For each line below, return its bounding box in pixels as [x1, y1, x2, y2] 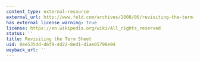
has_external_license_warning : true [6, 19, 97, 25]
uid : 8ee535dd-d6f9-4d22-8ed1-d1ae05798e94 [6, 42, 116, 48]
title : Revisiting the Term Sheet [6, 36, 92, 42]
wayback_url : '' [6, 47, 46, 53]
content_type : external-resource [6, 8, 89, 15]
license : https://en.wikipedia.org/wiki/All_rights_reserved [6, 25, 161, 31]
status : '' [6, 31, 33, 37]
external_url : [6, 14, 42, 20]
